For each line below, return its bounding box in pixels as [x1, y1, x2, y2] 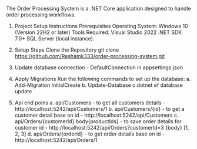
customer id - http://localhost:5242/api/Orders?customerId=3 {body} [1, [14, 124, 189, 131]
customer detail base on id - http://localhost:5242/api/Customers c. [14, 111, 179, 118]
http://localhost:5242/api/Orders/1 [14, 137, 98, 143]
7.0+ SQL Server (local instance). [14, 35, 95, 42]
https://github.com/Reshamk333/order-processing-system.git [14, 53, 165, 59]
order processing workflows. [6, 11, 76, 18]
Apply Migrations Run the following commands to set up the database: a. [14, 76, 191, 82]
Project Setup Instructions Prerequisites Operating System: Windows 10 [14, 23, 188, 29]
